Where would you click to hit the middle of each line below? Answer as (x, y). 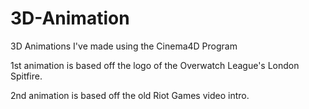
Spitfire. (26, 76)
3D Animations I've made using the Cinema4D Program (124, 46)
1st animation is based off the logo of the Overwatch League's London (155, 65)
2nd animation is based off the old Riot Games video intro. (130, 95)
